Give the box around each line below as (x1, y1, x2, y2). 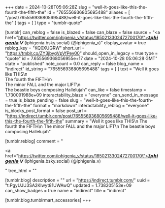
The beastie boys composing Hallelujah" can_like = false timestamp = (5, 87, 147, 92)
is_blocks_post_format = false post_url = (5, 108, 87, 114)
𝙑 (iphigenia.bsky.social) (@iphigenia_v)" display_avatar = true (19, 40, 146, 46)
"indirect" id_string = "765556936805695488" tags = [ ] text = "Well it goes (5, 66, 159, 72)
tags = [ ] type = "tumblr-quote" (17, 20, 82, 26)
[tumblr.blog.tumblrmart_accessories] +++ (5, 197, 92, 203)
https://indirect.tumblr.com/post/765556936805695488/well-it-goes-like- (7, 113, 158, 119)
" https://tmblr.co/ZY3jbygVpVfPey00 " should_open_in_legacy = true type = (5, 50, 158, 56)
